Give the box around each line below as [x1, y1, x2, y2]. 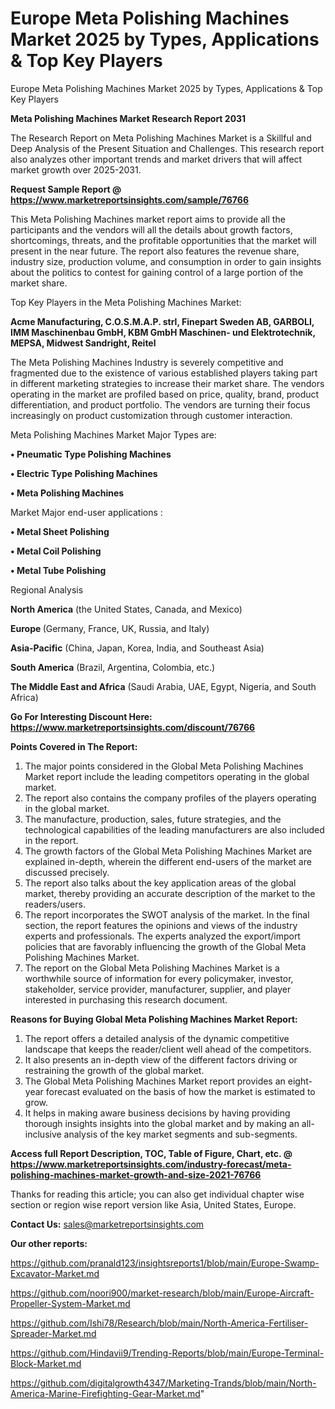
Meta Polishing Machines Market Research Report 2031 [10, 112, 247, 124]
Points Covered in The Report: [10, 740, 138, 752]
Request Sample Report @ [10, 183, 122, 195]
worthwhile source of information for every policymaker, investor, [24, 972, 294, 984]
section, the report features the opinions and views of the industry [24, 919, 298, 931]
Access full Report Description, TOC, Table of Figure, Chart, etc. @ [10, 1147, 293, 1159]
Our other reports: [10, 1237, 88, 1249]
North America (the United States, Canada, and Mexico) [10, 603, 243, 615]
